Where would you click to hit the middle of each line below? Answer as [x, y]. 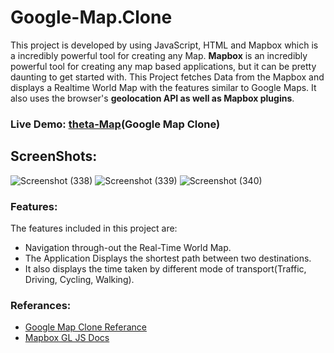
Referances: [41, 305]
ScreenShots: [54, 156]
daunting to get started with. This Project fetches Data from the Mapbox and [167, 77]
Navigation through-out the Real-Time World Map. [128, 247]
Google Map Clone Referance [85, 327]
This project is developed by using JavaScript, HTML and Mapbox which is [164, 45]
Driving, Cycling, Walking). [79, 279]
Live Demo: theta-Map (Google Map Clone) [115, 124]
